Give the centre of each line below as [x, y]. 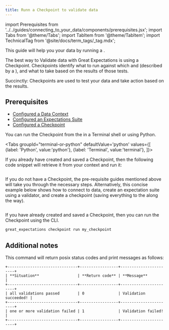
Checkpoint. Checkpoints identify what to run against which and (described [84, 65]
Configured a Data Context [40, 114]
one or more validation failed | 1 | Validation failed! [87, 311]
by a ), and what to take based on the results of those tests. [67, 71]
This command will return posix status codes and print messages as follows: [84, 258]
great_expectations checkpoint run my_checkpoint [59, 230]
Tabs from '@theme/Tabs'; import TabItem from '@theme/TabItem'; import [83, 35]
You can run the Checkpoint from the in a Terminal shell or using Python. [81, 135]
